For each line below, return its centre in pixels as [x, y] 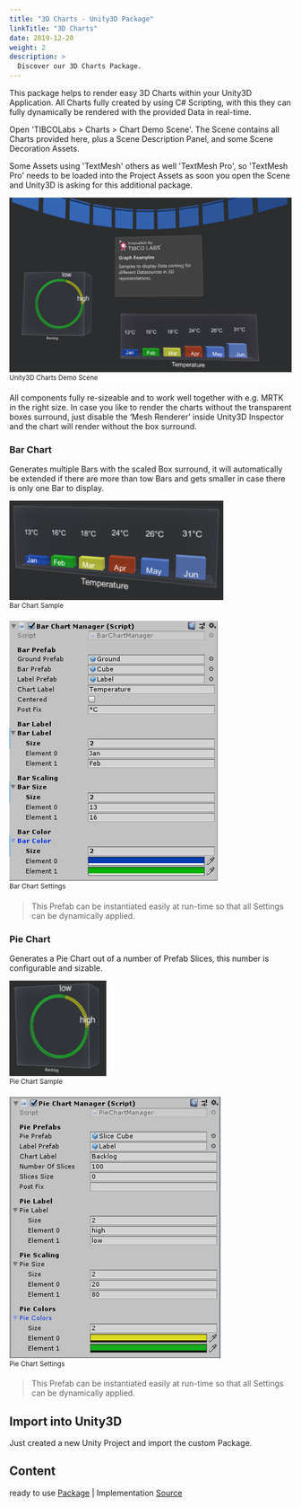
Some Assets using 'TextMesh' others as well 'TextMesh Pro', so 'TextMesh [149, 166]
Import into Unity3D [66, 1421]
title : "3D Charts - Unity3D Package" [82, 19]
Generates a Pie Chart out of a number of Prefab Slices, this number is [139, 958]
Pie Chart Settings [37, 1364]
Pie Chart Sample [36, 1081]
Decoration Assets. [44, 149]
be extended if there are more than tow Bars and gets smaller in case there [147, 479]
